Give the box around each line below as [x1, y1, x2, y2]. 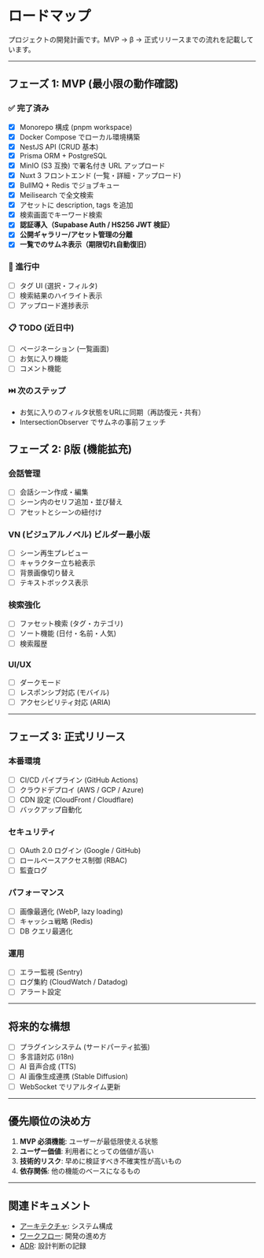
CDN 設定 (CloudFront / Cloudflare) [19, 795, 134, 804]
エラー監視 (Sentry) [19, 967, 83, 977]
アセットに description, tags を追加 [19, 200, 134, 210]
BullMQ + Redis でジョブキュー [19, 180, 120, 190]
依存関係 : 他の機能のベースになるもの [19, 1167, 141, 1176]
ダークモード [19, 677, 61, 687]
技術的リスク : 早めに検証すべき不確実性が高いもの [19, 1156, 182, 1166]
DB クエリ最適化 [19, 926, 73, 936]
